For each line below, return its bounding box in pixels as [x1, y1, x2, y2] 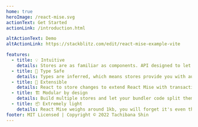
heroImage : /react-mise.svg [6, 14, 75, 20]
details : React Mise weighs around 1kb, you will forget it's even [16, 106, 186, 112]
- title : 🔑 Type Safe [11, 68, 65, 74]
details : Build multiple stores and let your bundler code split [16, 95, 181, 102]
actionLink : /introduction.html [6, 25, 85, 31]
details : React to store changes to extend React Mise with [16, 85, 167, 91]
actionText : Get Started [6, 19, 67, 25]
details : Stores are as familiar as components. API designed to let [16, 62, 192, 68]
